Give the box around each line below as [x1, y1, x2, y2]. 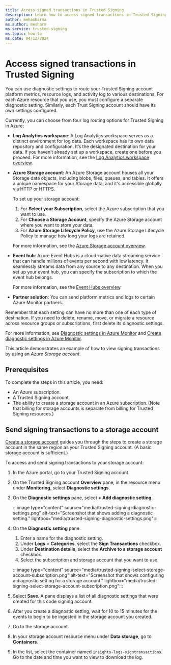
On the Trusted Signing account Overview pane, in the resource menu [12, 479, 160, 485]
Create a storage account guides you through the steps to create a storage [5, 439, 162, 445]
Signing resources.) [12, 410, 54, 416]
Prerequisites [5, 365, 49, 374]
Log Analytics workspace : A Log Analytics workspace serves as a [12, 132, 153, 138]
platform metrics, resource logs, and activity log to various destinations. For [5, 91, 164, 97]
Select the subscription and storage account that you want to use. [20, 557, 159, 563]
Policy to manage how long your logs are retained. [20, 233, 126, 239]
